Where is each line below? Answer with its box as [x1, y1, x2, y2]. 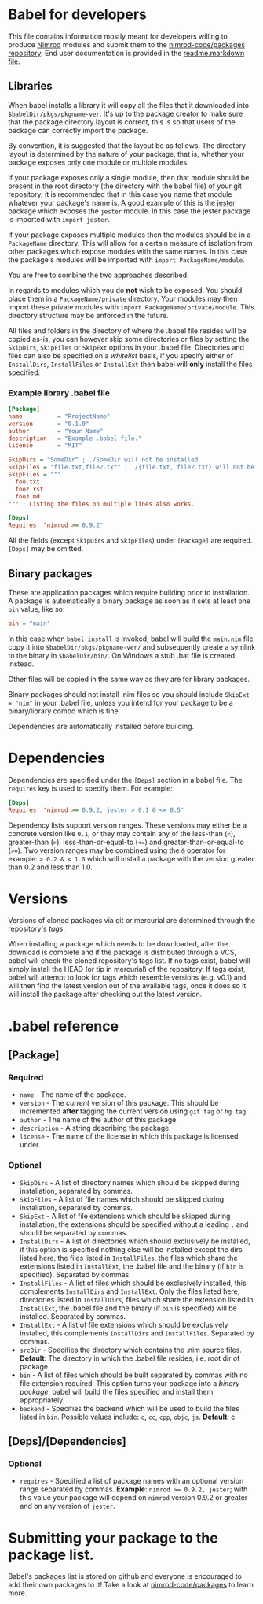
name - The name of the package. [19, 1090, 127, 1099]
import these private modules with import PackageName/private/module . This [8, 302, 255, 312]
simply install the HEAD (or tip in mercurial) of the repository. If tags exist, [8, 965, 246, 974]
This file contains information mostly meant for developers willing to [8, 31, 228, 41]
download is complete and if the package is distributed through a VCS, [8, 947, 237, 958]
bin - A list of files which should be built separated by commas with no [19, 1370, 249, 1380]
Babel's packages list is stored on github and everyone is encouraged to [8, 1572, 242, 1581]
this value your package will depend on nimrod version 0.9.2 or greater [19, 1493, 248, 1502]
